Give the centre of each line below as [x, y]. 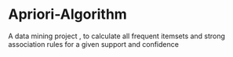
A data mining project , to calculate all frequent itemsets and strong [117, 36]
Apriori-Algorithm [67, 14]
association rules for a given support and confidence [93, 44]
